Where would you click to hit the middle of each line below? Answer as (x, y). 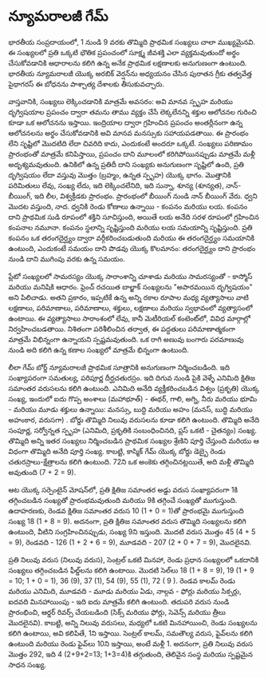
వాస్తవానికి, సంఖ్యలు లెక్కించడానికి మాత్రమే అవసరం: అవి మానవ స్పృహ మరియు (121, 101)
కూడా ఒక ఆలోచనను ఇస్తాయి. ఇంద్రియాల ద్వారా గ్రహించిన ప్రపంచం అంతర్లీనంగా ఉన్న (126, 122)
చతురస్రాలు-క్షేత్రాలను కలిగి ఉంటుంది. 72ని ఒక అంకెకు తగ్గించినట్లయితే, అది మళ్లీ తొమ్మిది (131, 461)
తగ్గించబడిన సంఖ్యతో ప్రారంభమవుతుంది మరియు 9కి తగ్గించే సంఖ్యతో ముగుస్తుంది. (123, 500)
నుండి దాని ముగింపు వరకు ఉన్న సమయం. (67, 258)
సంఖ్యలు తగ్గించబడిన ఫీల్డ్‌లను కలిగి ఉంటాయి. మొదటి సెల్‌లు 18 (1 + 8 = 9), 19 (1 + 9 (131, 570)
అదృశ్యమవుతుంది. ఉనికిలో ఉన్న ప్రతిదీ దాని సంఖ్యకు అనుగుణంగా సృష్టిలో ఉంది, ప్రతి (126, 164)
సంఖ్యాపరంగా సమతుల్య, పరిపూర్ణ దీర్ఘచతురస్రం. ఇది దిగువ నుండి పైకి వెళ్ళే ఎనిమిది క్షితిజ (132, 377)
